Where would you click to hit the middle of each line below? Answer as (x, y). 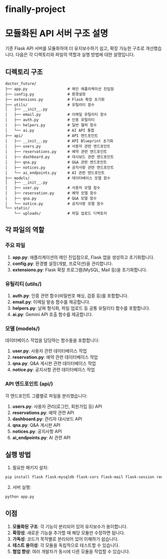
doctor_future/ (21, 83)
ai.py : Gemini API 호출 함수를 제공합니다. (53, 314)
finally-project (35, 9)
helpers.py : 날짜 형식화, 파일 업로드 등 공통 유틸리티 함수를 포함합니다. (81, 308)
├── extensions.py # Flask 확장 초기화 (55, 99)
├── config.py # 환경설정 (45, 94)
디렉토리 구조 (24, 72)
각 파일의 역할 (25, 230)
